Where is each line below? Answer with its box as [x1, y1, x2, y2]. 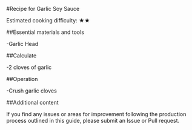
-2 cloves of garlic [6, 63, 52, 71]
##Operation [6, 76, 38, 82]
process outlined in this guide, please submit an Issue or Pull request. [6, 117, 180, 124]
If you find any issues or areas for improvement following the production [6, 111, 187, 117]
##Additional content [6, 99, 59, 106]
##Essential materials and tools [6, 28, 85, 36]
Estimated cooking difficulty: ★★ [6, 17, 90, 24]
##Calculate [6, 52, 37, 59]
